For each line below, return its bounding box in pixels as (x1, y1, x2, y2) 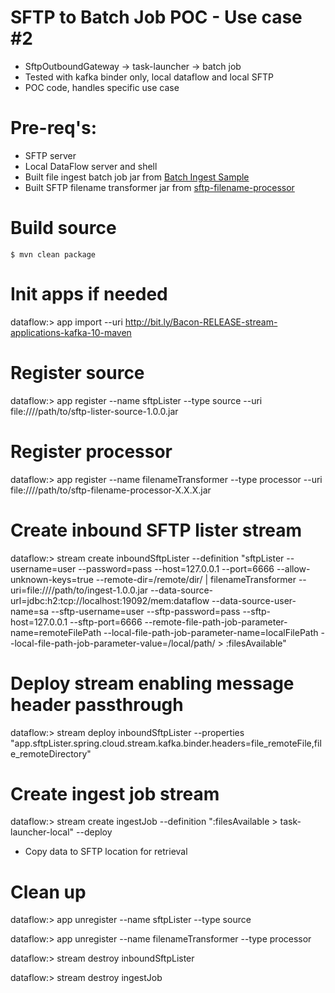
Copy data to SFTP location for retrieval (24, 846, 188, 858)
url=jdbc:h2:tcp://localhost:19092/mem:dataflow (10, 594, 210, 606)
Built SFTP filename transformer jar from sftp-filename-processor (24, 181, 295, 193)
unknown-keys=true (10, 573, 94, 585)
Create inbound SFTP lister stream (10, 519, 303, 541)
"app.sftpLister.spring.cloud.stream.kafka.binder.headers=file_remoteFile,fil (10, 737, 322, 749)
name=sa (10, 605, 50, 617)
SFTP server (24, 149, 77, 161)
